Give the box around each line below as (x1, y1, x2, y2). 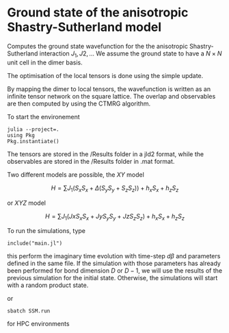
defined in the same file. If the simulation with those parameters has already (7, 259, 221, 268)
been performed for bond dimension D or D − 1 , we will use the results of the (7, 267, 223, 275)
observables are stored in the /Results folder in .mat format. (7, 157, 175, 165)
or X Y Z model (7, 199, 46, 207)
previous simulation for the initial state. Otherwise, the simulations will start (7, 274, 218, 282)
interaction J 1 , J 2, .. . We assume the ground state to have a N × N (39, 49, 222, 59)
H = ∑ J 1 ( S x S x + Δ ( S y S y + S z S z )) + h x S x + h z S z (51, 184, 179, 193)
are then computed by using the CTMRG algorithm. (7, 99, 151, 108)
